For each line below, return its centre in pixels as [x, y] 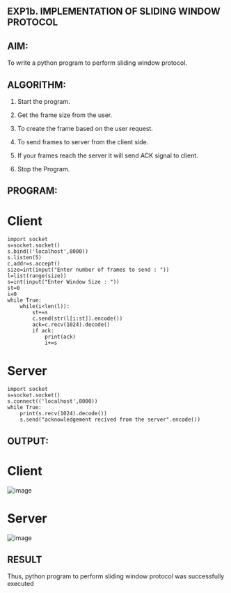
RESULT [25, 559]
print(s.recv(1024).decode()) [64, 414]
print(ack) [60, 337]
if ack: [43, 331]
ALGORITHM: [37, 85]
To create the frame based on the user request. [85, 129]
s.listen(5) [24, 258]
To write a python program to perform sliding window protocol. [97, 63]
